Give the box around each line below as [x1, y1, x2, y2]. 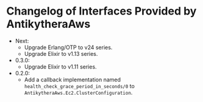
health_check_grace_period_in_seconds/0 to [24, 82, 135, 89]
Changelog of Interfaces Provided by [6, 4, 197, 18]
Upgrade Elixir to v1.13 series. [24, 50, 98, 57]
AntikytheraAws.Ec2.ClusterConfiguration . [24, 89, 133, 96]
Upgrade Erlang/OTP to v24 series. [24, 44, 113, 51]
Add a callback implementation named [24, 76, 121, 83]
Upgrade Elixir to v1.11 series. [24, 63, 97, 70]
